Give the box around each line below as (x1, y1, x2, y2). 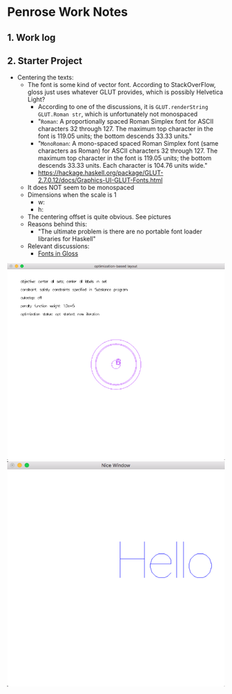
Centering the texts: (17, 73, 74, 81)
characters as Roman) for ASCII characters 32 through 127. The (37, 146, 218, 155)
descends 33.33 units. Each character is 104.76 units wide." (37, 162, 208, 170)
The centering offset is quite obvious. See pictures (27, 213, 171, 221)
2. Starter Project (7, 55, 83, 66)
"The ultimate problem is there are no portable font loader (37, 227, 202, 235)
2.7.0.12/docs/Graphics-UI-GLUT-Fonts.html (37, 176, 163, 184)
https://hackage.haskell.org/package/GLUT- (37, 168, 164, 177)
